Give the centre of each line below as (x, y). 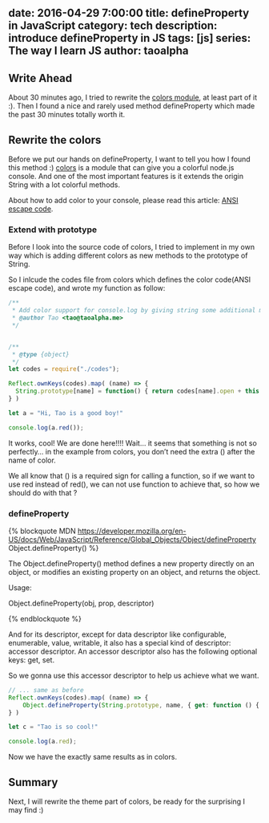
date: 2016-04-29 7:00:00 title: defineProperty (129, 13)
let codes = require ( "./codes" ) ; (64, 369)
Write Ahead (40, 78)
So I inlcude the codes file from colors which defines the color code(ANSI (130, 279)
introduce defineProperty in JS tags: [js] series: (130, 38)
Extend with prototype (53, 230)
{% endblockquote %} (45, 618)
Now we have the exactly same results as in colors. (93, 757)
